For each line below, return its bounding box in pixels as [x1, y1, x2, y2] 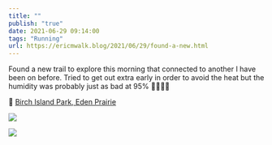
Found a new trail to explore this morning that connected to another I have [8, 64, 257, 74]
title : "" [8, 11, 42, 20]
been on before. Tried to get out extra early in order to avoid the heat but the [8, 73, 265, 83]
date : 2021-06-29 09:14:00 [8, 27, 100, 35]
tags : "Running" [8, 34, 63, 43]
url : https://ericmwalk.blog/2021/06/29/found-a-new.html [8, 42, 209, 50]
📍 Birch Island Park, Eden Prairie [8, 97, 116, 107]
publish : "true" [8, 19, 63, 28]
